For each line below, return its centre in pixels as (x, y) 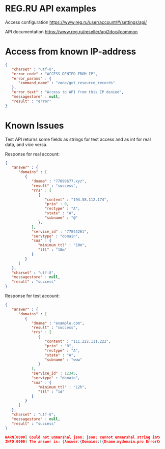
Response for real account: (32, 154)
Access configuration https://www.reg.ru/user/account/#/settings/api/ (76, 22)
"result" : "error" (31, 101)
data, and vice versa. (26, 144)
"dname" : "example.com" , (58, 323)
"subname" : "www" (63, 359)
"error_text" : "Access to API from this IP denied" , (68, 92)
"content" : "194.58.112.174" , (77, 200)
